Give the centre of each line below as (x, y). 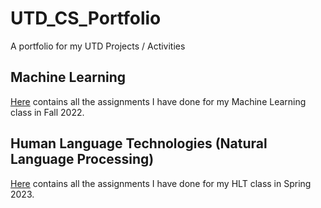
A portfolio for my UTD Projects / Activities (98, 46)
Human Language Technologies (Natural (139, 143)
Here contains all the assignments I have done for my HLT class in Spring (161, 183)
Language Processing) (82, 159)
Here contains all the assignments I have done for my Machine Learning (158, 101)
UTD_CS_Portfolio (86, 18)
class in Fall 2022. (47, 112)
